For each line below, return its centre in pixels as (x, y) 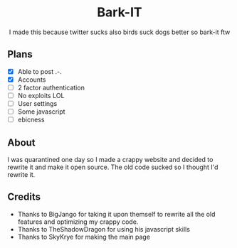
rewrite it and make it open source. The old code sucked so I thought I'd (113, 167)
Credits (24, 197)
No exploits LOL (41, 95)
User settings (37, 103)
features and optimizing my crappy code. (78, 222)
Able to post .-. (39, 71)
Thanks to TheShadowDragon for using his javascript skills (104, 229)
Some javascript (41, 112)
